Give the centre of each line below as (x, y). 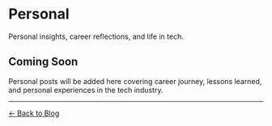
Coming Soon (43, 62)
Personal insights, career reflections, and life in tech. (96, 36)
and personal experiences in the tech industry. (86, 90)
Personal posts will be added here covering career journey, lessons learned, (135, 81)
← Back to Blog (34, 113)
